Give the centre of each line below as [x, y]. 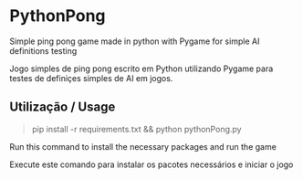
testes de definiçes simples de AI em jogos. [91, 78]
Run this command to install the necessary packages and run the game [143, 146]
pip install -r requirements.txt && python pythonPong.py [136, 129]
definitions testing [43, 50]
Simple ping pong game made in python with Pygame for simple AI [135, 41]
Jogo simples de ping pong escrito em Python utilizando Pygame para [141, 68]
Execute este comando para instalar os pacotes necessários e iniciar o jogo [151, 164]
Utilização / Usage [63, 107]
